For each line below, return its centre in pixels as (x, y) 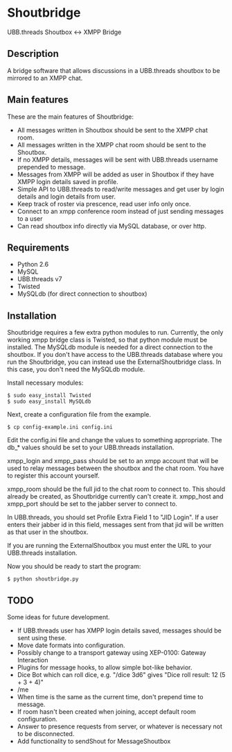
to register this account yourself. (53, 476)
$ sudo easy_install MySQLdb (49, 402)
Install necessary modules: (45, 383)
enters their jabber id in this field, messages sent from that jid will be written (115, 525)
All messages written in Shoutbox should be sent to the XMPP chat (113, 130)
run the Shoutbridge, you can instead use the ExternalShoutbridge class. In (114, 362)
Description (33, 54)
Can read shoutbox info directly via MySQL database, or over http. (111, 226)
